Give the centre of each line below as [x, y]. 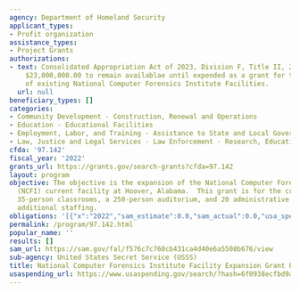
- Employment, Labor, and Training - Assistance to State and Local [139, 134]
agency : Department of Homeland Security [87, 17]
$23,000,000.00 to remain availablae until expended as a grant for [155, 76]
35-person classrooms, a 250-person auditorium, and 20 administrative [154, 200]
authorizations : [39, 59]
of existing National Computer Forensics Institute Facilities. [147, 84]
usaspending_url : [42, 274]
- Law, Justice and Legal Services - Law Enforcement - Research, [135, 142]
